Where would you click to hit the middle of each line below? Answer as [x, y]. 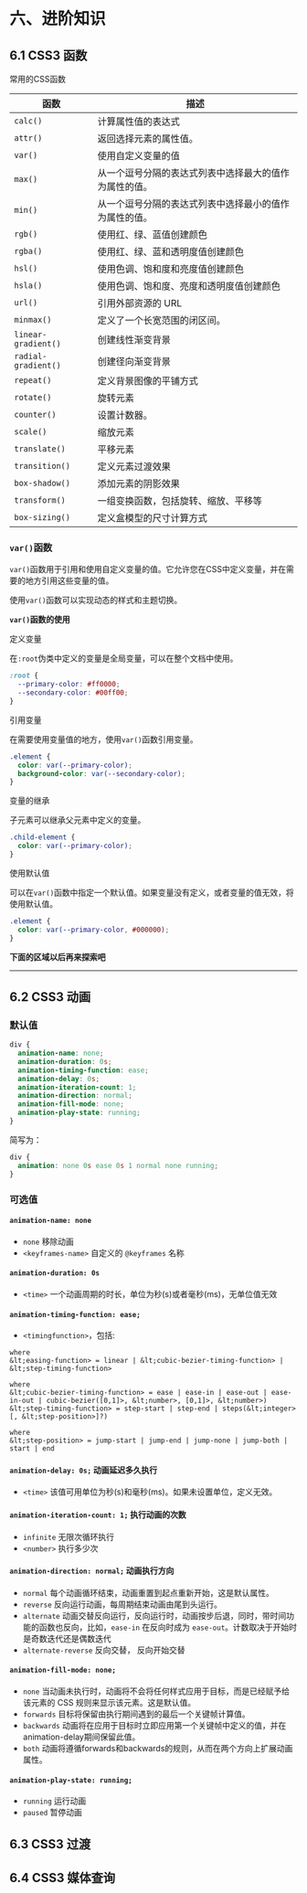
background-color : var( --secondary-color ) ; [101, 773]
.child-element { [42, 837]
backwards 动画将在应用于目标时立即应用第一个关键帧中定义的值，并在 [154, 1725]
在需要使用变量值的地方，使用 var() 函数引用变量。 [104, 739]
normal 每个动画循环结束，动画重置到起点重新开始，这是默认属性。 [148, 1592]
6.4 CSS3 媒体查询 [63, 1878]
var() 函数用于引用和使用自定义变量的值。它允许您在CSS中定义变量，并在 [148, 569]
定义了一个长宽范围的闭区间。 [161, 320]
